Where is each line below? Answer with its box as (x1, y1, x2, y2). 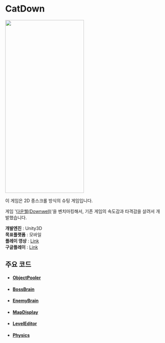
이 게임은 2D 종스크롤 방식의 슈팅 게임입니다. (5, 197, 93, 204)
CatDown (5, 3, 45, 15)
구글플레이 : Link (5, 244, 38, 250)
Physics (12, 332, 30, 338)
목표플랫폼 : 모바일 (5, 231, 42, 237)
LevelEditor (12, 320, 37, 327)
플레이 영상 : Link (5, 237, 39, 244)
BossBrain (12, 286, 35, 292)
